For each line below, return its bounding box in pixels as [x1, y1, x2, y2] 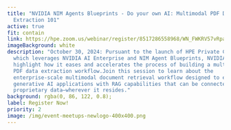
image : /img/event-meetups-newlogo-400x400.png [7, 112, 146, 119]
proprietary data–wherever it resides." [13, 87, 131, 94]
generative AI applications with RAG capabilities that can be [13, 80, 198, 87]
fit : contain [7, 29, 45, 36]
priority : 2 [7, 106, 41, 113]
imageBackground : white [7, 42, 76, 49]
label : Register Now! [7, 100, 69, 107]
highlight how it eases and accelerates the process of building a [13, 61, 211, 68]
